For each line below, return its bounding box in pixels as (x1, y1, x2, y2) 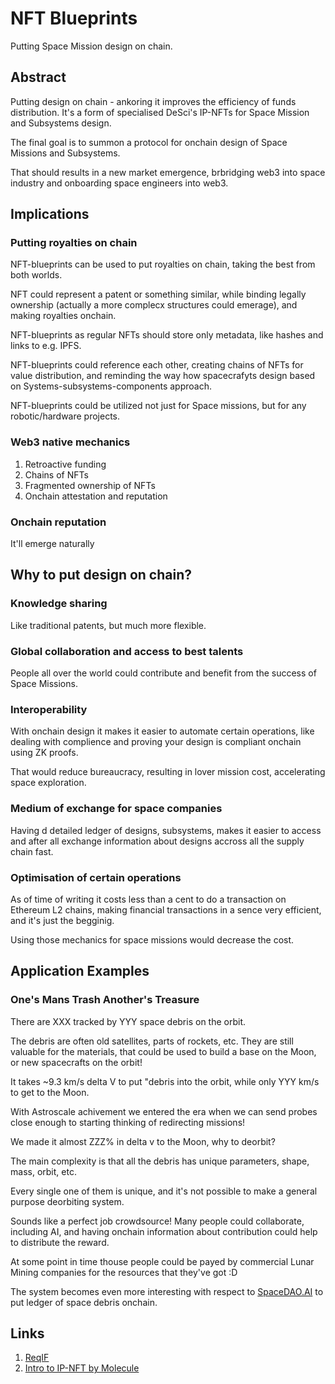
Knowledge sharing (10, 597, 108, 611)
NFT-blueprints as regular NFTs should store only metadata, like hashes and (10, 329, 324, 341)
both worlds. (10, 269, 63, 281)
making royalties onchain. (10, 310, 117, 322)
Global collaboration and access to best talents (10, 644, 244, 658)
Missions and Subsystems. (10, 147, 121, 159)
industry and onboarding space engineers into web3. (10, 177, 229, 189)
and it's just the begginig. (10, 914, 115, 926)
